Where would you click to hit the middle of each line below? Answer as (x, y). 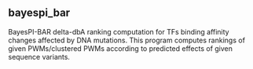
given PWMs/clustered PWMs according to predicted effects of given (121, 48)
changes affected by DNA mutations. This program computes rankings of (127, 40)
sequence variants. (39, 56)
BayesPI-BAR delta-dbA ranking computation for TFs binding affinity (119, 31)
